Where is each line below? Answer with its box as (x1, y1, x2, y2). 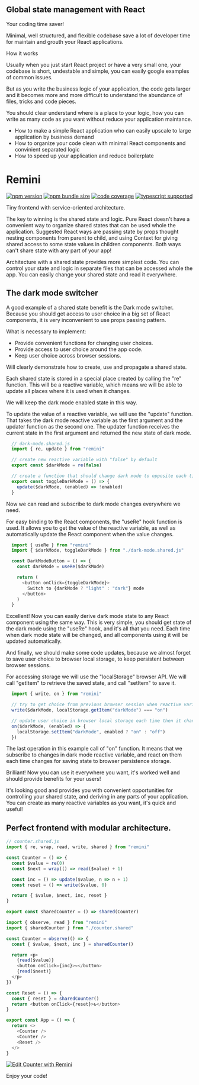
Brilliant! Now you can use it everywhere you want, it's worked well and (6, 769, 180, 776)
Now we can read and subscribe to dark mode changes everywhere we (6, 500, 181, 507)
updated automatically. (6, 638, 62, 645)
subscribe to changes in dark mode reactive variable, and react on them (6, 751, 182, 758)
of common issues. (6, 73, 53, 81)
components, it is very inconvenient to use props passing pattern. (6, 316, 166, 323)
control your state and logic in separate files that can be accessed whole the (6, 265, 193, 272)
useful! (6, 806, 23, 813)
